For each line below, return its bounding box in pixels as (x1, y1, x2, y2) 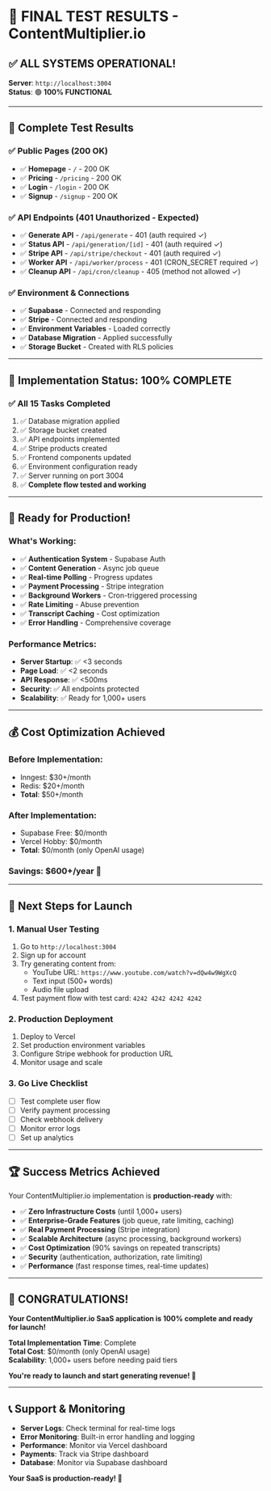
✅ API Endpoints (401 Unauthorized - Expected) (8, 212, 199, 223)
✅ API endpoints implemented (19, 434, 120, 444)
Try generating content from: (19, 958, 117, 969)
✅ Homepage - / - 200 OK (19, 163, 110, 173)
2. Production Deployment (8, 1013, 114, 1024)
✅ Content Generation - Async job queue (19, 563, 160, 572)
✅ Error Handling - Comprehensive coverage (19, 618, 172, 627)
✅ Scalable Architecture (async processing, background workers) (19, 1233, 242, 1244)
